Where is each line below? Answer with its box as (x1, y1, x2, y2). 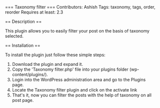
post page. (12, 97, 34, 103)
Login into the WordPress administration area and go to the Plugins (12, 77, 146, 82)
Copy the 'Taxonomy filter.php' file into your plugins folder (12, 66, 128, 72)
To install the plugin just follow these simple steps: (5, 52, 106, 58)
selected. (5, 33, 24, 39)
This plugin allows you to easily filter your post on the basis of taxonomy (5, 28, 150, 33)
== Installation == (5, 43, 41, 48)
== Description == (5, 19, 42, 24)
